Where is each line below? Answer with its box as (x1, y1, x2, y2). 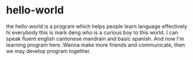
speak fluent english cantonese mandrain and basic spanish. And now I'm (6, 35, 185, 42)
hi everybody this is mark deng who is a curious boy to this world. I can (6, 29, 178, 36)
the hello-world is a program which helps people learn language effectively (6, 23, 188, 30)
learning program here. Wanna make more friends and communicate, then (6, 41, 185, 48)
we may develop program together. (6, 47, 91, 54)
